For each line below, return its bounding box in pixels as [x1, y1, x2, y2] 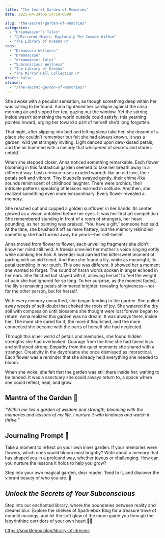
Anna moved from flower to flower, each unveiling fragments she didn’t [5, 241, 149, 247]
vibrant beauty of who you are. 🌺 [5, 475, 72, 481]
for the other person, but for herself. [5, 288, 78, 294]
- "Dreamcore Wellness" [9, 48, 58, 53]
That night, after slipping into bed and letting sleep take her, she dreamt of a [5, 128, 159, 134]
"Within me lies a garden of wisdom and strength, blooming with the [5, 407, 143, 412]
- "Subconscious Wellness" [9, 62, 65, 67]
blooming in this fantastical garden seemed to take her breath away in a [5, 164, 150, 170]
